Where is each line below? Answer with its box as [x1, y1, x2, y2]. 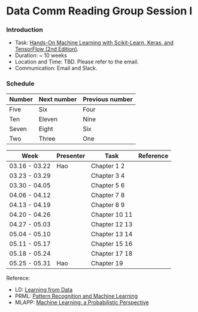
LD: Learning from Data [14, 286, 73, 293]
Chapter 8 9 [90, 201, 125, 209]
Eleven [38, 115, 58, 123]
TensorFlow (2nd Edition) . [14, 46, 79, 53]
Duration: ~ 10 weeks [14, 52, 68, 59]
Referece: [6, 274, 31, 281]
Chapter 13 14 [90, 229, 133, 238]
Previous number [83, 95, 133, 103]
